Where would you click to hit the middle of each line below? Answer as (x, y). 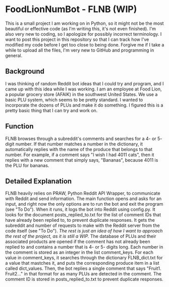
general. (14, 55)
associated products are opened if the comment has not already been (78, 242)
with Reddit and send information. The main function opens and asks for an (83, 199)
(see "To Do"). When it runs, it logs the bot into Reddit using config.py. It (80, 209)
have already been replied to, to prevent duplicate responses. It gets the (80, 220)
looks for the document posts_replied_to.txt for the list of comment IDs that (83, 215)
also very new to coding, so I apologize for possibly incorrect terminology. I (83, 34)
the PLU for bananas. (27, 165)
